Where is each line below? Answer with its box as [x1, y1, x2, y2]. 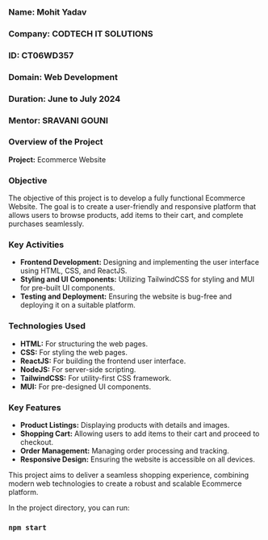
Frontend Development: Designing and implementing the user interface [19, 257, 260, 267]
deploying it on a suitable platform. [19, 300, 136, 310]
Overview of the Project [8, 136, 103, 148]
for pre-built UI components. [19, 283, 115, 293]
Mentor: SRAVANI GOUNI [8, 115, 109, 126]
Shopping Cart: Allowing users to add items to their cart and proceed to [19, 429, 260, 438]
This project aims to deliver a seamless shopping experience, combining [8, 471, 249, 480]
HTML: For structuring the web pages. [19, 338, 149, 349]
